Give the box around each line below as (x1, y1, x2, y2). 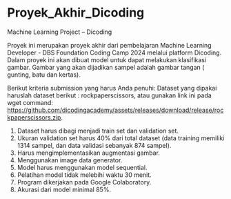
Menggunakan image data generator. (17, 155, 123, 164)
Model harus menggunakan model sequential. (17, 163, 148, 171)
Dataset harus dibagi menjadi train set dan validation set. (17, 126, 179, 135)
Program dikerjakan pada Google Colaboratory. (17, 178, 152, 186)
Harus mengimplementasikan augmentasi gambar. (17, 149, 161, 157)
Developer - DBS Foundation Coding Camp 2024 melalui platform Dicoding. (7, 48, 222, 57)
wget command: (7, 98, 54, 106)
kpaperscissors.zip (7, 113, 61, 122)
